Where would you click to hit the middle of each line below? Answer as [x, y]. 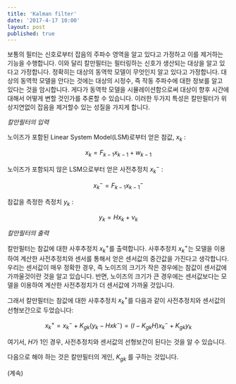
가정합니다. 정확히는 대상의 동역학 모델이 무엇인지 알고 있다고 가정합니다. [120, 72]
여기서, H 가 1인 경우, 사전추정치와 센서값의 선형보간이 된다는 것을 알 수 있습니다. [117, 342]
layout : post [26, 27]
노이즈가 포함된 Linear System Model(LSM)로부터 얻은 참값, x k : [97, 138]
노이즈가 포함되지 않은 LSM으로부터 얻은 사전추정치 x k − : [85, 169]
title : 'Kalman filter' [42, 14]
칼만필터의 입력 [28, 122]
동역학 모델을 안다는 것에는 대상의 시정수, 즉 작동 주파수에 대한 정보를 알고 [122, 81]
